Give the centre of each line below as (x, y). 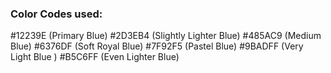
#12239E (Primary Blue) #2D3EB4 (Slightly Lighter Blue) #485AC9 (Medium (166, 36)
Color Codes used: (56, 14)
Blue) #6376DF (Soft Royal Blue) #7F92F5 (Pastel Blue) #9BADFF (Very (157, 46)
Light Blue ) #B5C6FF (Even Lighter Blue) (95, 57)
